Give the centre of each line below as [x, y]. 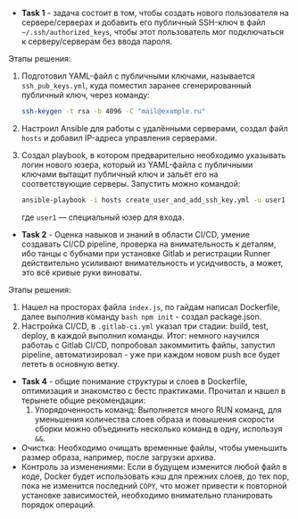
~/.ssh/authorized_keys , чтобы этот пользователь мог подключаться [153, 32]
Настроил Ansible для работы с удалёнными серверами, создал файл [155, 128]
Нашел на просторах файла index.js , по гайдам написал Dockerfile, [151, 306]
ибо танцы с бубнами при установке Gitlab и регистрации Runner [146, 253]
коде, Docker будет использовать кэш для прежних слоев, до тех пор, [155, 476]
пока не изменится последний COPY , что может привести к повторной [154, 485]
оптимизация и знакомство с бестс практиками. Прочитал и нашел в [153, 390]
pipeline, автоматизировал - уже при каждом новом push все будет [151, 354]
